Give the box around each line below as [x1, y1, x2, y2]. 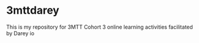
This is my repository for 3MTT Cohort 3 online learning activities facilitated [6, 23, 193, 30]
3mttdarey [6, 4, 60, 17]
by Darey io [6, 29, 35, 36]
